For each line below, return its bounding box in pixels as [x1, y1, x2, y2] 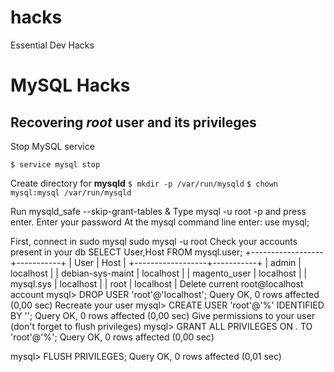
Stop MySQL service [10, 140, 95, 152]
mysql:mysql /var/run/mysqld [10, 187, 132, 198]
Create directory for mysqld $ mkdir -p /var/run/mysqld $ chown [10, 177, 279, 189]
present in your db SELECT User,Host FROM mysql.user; [10, 246, 243, 258]
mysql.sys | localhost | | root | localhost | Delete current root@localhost [10, 277, 304, 290]
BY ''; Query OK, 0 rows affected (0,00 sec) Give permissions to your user [10, 309, 316, 321]
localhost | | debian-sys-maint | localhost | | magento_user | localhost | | [10, 267, 308, 279]
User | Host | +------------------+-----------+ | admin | [73, 256, 302, 268]
